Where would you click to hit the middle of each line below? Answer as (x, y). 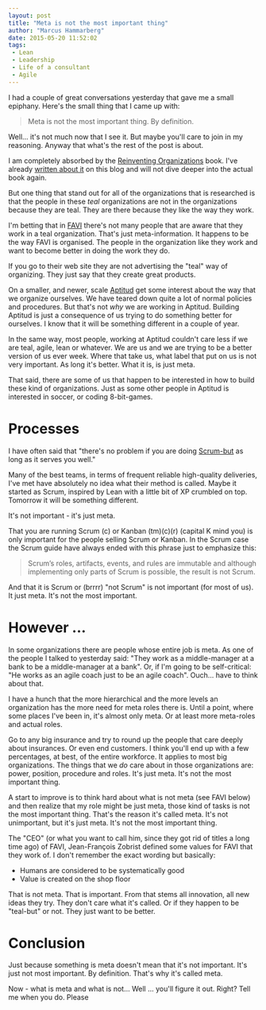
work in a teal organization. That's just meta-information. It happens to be (129, 233)
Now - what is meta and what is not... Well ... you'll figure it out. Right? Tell (129, 989)
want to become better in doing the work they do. (89, 251)
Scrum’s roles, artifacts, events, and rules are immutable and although (142, 563)
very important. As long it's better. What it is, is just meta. (102, 364)
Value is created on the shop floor (75, 879)
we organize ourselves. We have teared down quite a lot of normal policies (130, 298)
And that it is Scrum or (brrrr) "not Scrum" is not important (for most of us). (131, 587)
